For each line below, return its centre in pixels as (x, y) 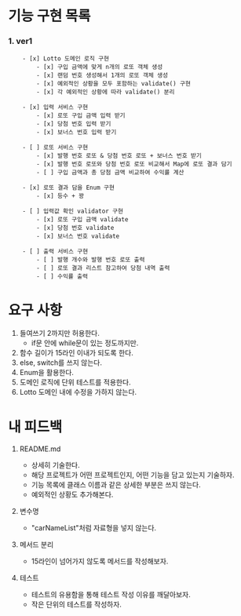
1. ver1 (20, 42)
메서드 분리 (37, 545)
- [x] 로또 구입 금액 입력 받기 (81, 116)
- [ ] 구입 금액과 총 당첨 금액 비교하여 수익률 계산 (110, 173)
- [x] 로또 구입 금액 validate (82, 220)
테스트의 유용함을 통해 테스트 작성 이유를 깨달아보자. (111, 595)
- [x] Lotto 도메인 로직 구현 (66, 59)
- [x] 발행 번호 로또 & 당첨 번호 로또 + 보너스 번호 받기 (119, 156)
